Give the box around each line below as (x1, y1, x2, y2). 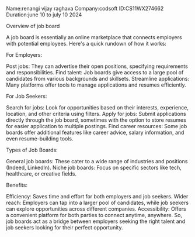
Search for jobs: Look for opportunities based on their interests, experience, (6, 104, 189, 111)
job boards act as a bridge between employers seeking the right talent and (6, 218, 186, 225)
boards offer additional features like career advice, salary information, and (6, 129, 184, 136)
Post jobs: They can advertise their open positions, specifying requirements (6, 63, 188, 70)
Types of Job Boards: (6, 146, 58, 153)
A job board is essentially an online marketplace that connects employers (6, 34, 182, 40)
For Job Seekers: (6, 93, 47, 99)
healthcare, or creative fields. (6, 170, 77, 177)
